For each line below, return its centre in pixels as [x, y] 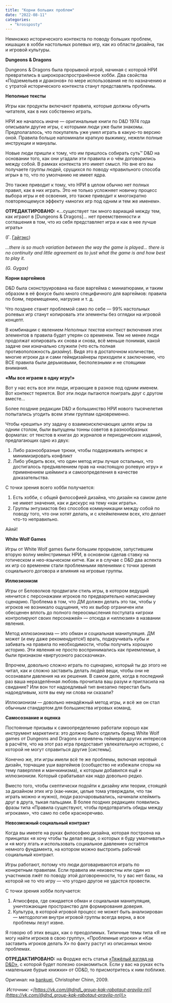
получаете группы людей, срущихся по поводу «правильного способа [83, 169]
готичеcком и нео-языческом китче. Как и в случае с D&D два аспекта [83, 560]
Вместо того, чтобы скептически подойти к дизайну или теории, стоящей [86, 786]
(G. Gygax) [17, 268]
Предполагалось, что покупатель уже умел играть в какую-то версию [83, 132]
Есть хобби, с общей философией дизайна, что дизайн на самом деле [90, 498]
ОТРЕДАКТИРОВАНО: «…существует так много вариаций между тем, [83, 211]
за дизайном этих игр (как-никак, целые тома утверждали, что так [79, 791]
